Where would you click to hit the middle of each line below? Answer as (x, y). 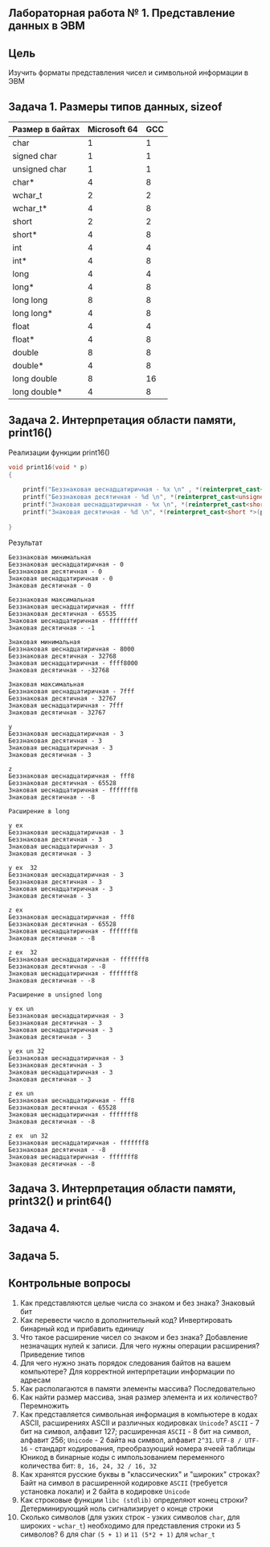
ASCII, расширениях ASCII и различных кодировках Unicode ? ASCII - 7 (139, 1423)
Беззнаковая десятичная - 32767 (62, 698)
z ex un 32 (28, 1136)
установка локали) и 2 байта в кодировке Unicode (105, 1491)
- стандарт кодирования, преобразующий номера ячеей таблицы (142, 1448)
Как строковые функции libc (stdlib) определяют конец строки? (134, 1499)
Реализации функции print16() (59, 452)
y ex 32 (23, 867)
